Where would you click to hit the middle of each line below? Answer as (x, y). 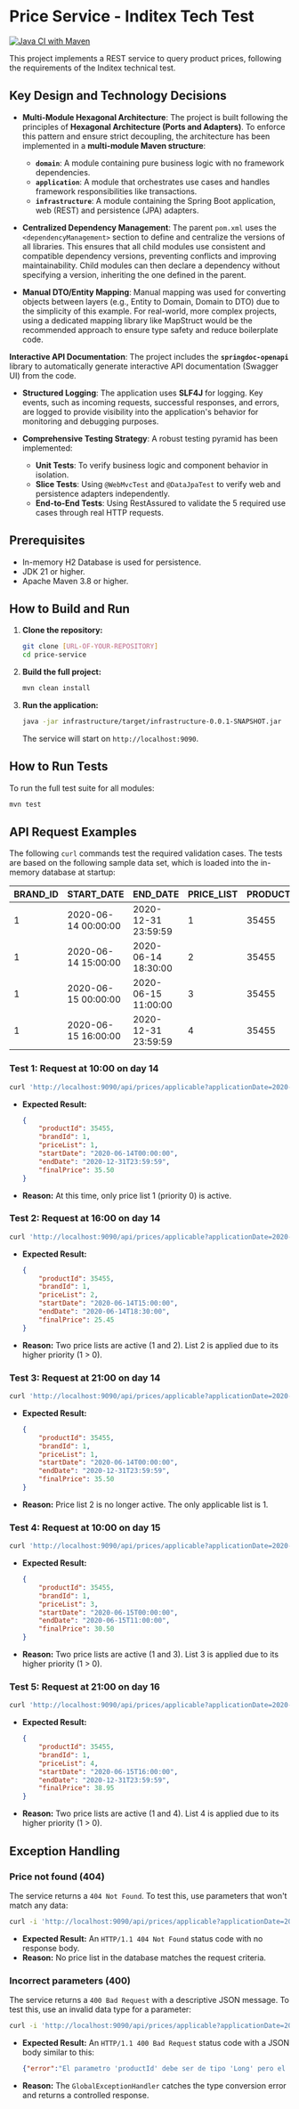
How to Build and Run (70, 609)
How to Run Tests (59, 766)
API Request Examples (73, 831)
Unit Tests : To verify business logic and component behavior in (152, 465)
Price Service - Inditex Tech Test (132, 16)
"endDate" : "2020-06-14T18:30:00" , (105, 1312)
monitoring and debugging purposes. (90, 421)
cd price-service (54, 655)
